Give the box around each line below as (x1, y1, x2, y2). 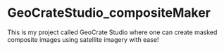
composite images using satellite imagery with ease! (7, 35, 159, 43)
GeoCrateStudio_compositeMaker (7, 5, 211, 21)
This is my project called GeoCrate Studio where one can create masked (7, 28, 218, 36)
